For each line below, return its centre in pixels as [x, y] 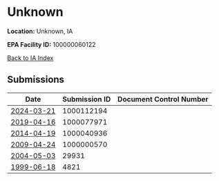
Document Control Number [163, 99]
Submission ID [86, 99]
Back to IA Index [30, 58]
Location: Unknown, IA [40, 31]
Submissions [36, 80]
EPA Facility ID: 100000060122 [51, 44]
